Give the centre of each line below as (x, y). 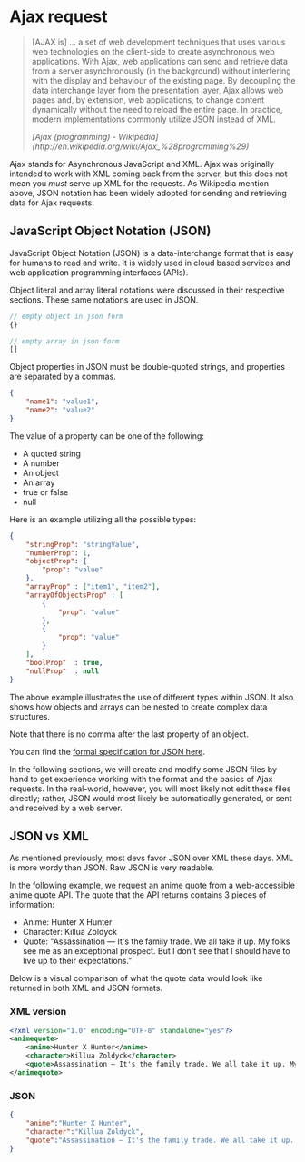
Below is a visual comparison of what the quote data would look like (136, 978)
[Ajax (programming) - (74, 136)
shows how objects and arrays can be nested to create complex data (138, 707)
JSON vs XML (49, 836)
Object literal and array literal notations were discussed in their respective (147, 290)
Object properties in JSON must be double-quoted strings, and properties (148, 367)
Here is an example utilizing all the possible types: (103, 519)
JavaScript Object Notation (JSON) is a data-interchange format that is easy (152, 253)
